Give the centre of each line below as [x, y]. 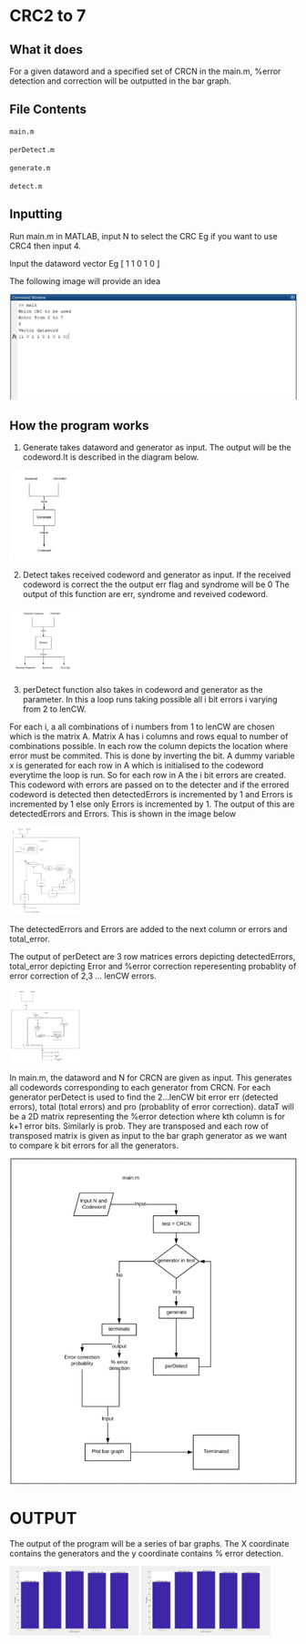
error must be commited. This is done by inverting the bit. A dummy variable [153, 756]
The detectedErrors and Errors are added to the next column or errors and [148, 929]
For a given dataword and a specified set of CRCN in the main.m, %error [145, 71]
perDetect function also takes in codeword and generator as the [143, 690]
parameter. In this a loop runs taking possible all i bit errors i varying [150, 700]
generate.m [30, 168]
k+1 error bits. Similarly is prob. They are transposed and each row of [139, 1126]
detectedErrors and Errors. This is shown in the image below [123, 814]
